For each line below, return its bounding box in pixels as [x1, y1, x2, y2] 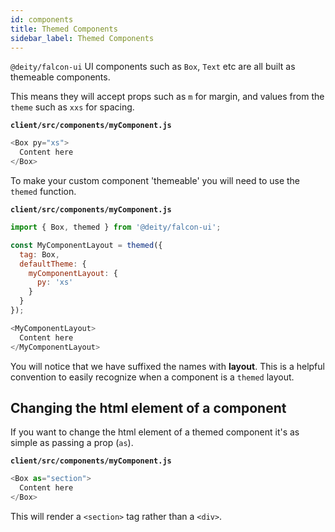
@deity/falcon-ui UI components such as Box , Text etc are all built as [10, 61, 296, 73]
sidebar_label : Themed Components [10, 33, 155, 43]
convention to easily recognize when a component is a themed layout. [10, 371, 295, 383]
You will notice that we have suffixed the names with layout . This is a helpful [10, 360, 325, 372]
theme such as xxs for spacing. [10, 101, 135, 113]
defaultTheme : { [19, 259, 87, 269]
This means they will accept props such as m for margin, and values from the [10, 91, 325, 103]
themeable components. [10, 71, 111, 83]
